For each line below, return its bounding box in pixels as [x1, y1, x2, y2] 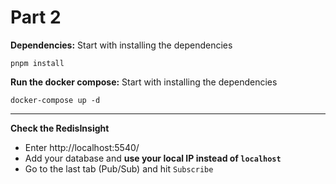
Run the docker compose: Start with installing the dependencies [10, 76, 278, 88]
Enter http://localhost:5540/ [24, 141, 140, 153]
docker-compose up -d [10, 95, 101, 105]
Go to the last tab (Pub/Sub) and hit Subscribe [24, 162, 214, 175]
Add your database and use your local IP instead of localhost [24, 152, 282, 164]
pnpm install [10, 58, 65, 68]
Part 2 [10, 6, 62, 29]
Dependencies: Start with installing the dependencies [10, 39, 233, 51]
